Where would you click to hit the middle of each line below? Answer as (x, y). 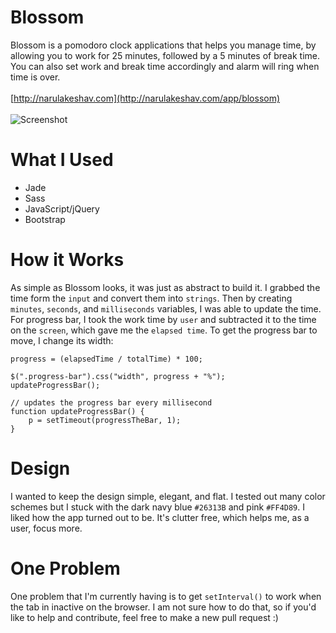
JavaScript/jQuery (62, 208)
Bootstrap (45, 219)
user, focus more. (46, 528)
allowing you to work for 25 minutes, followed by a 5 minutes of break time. (165, 55)
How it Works (67, 260)
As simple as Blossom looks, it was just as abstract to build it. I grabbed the (165, 287)
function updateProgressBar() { (77, 411)
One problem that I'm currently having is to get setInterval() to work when (166, 596)
